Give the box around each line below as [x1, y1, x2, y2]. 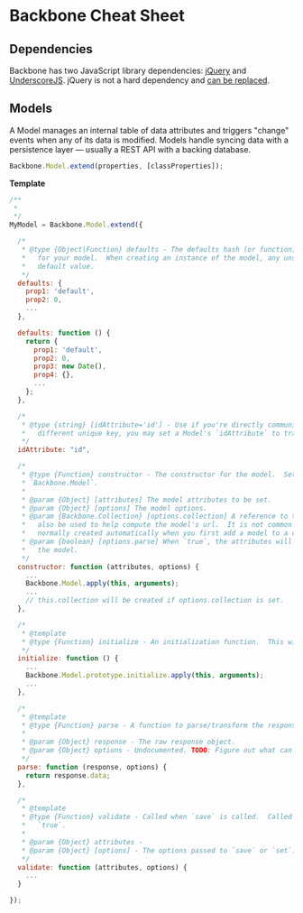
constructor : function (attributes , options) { [17, 562, 200, 571]
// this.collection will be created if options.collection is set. [25, 596, 284, 605]
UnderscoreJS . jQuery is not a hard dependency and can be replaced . [9, 75, 271, 86]
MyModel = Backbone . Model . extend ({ [9, 220, 143, 230]
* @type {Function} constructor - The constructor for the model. [21, 470, 277, 479]
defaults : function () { [17, 328, 111, 337]
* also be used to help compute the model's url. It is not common [21, 521, 293, 530]
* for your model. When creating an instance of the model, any [21, 254, 280, 263]
